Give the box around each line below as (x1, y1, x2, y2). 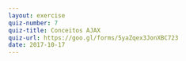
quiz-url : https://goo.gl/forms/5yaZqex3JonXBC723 (8, 33, 179, 42)
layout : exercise (8, 11, 66, 20)
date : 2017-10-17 (8, 41, 66, 49)
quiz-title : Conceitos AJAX (8, 26, 101, 34)
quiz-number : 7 (8, 19, 59, 27)
